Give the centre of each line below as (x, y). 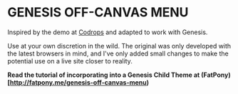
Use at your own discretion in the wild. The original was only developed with (119, 46)
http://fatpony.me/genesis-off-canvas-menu (78, 82)
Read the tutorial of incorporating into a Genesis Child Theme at (104, 75)
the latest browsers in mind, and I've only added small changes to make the (118, 53)
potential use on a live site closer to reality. (70, 61)
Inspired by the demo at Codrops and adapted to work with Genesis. (108, 32)
